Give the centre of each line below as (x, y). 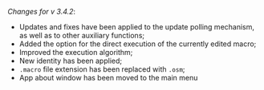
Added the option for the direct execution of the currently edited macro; (138, 44)
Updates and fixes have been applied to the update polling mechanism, (136, 27)
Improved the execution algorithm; (76, 52)
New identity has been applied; (70, 61)
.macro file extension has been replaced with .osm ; (102, 69)
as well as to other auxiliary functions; (82, 35)
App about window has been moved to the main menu (108, 78)
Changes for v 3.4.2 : (42, 12)
